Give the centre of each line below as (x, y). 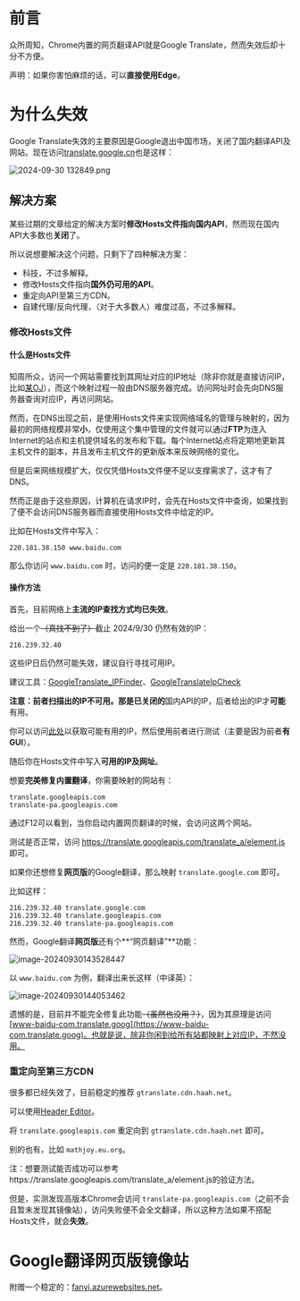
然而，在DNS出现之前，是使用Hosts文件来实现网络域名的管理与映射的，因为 (150, 418)
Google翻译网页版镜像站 (99, 1260)
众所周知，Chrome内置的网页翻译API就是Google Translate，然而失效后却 (144, 45)
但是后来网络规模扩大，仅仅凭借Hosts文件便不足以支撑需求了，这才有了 (142, 470)
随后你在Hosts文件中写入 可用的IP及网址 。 (86, 761)
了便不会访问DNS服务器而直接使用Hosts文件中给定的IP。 (114, 512)
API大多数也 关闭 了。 (47, 234)
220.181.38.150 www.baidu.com (66, 548)
